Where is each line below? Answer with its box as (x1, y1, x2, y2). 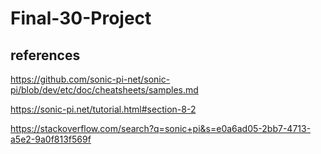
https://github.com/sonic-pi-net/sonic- (10, 73, 171, 85)
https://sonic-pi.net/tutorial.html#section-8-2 (10, 103, 197, 115)
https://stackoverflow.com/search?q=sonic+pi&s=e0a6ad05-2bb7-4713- (10, 123, 312, 134)
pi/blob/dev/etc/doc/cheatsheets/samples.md (10, 84, 199, 96)
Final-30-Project (10, 7, 152, 30)
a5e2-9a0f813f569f (10, 133, 92, 145)
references (10, 47, 81, 64)
